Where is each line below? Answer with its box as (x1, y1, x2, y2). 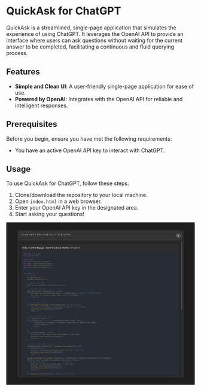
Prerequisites (6, 119, 57, 129)
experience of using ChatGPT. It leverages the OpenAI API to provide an (6, 30, 184, 37)
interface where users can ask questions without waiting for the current (6, 37, 183, 44)
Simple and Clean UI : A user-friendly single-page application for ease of (14, 83, 194, 90)
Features (6, 67, 40, 77)
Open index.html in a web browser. (14, 198, 102, 205)
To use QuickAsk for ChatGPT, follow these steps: (6, 180, 129, 187)
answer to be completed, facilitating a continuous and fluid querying (6, 43, 175, 50)
